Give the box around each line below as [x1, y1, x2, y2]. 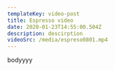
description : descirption [7, 30, 83, 37]
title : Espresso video [7, 17, 74, 24]
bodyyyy [7, 56, 33, 64]
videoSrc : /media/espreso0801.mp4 [7, 37, 109, 44]
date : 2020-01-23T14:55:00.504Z [7, 23, 102, 30]
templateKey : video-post [7, 10, 80, 18]
